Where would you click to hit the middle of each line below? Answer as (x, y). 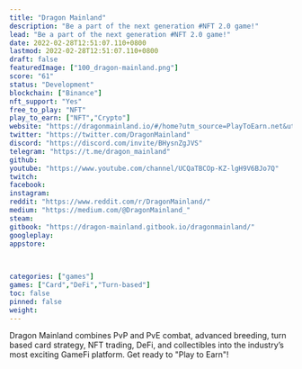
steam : (22, 218)
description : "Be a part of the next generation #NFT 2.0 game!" (134, 26)
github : (24, 160)
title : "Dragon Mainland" (58, 18)
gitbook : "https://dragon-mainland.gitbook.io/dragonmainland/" (132, 227)
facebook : (28, 185)
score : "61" (31, 76)
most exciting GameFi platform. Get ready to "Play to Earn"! (119, 355)
